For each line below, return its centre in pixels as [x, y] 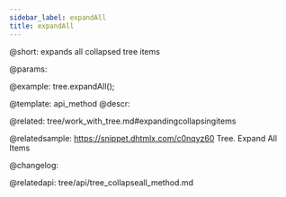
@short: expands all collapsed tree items [85, 51]
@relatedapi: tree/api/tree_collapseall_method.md [102, 182]
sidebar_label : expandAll [58, 17]
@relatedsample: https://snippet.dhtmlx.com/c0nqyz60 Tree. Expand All [143, 138]
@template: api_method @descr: [70, 103]
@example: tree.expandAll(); [62, 86]
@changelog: [34, 165]
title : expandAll [42, 26]
